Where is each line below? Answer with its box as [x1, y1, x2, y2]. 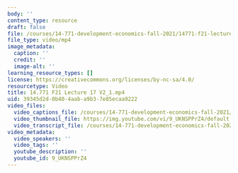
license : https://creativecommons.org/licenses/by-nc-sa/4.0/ [7, 76, 195, 83]
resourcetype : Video [7, 83, 69, 90]
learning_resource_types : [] [7, 69, 93, 76]
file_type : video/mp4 [7, 37, 72, 44]
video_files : [7, 102, 46, 109]
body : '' [7, 10, 33, 18]
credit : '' [13, 56, 46, 64]
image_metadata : [7, 43, 55, 50]
